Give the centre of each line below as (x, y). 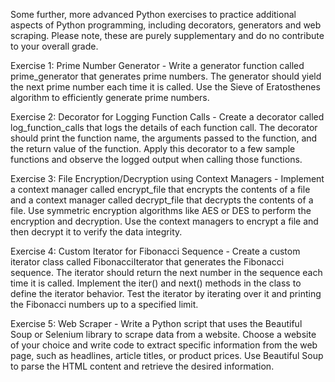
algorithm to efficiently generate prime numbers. (110, 97)
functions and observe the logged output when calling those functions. (156, 159)
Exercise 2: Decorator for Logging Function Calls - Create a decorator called (167, 117)
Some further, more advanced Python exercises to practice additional (153, 14)
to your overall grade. (54, 46)
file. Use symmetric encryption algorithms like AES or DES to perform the (161, 210)
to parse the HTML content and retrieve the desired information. (142, 366)
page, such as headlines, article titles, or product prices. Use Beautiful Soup (167, 355)
